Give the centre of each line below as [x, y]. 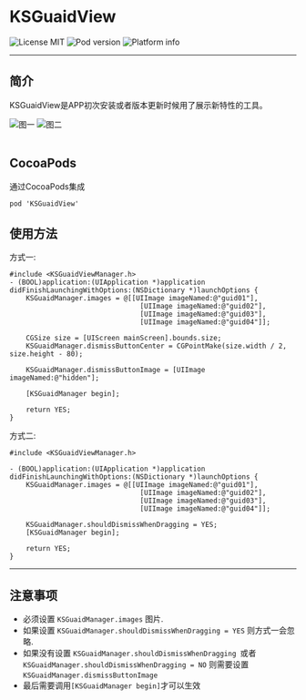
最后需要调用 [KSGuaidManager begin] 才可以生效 [112, 685]
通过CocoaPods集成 [47, 186]
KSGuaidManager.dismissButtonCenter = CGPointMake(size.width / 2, [156, 346]
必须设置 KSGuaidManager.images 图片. [93, 619]
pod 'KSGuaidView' [44, 203]
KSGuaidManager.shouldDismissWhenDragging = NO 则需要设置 [135, 664]
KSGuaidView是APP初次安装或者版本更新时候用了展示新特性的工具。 [138, 105]
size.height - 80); [46, 354]
